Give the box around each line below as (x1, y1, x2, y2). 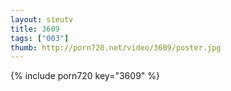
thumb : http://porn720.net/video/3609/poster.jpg (10, 42, 222, 53)
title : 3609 (10, 24, 60, 34)
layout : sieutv (10, 14, 74, 25)
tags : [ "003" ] (10, 33, 70, 43)
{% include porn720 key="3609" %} (10, 70, 160, 82)
